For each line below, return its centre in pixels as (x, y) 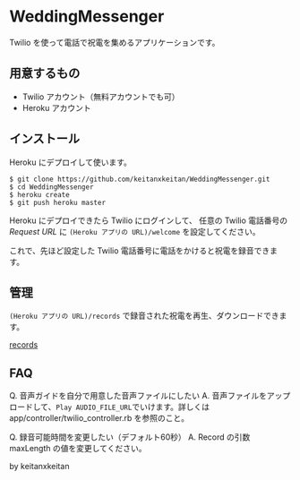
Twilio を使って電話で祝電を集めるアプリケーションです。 (115, 42)
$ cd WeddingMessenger (51, 187)
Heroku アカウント (56, 107)
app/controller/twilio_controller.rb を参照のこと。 (99, 418)
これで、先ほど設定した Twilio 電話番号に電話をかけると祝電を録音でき (140, 250)
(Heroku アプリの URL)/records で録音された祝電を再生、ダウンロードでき (144, 316)
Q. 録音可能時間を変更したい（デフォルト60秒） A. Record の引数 (130, 437)
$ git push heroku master (57, 202)
